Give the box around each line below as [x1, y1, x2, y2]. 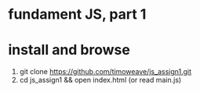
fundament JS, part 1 [8, 5, 147, 23]
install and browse [8, 41, 131, 59]
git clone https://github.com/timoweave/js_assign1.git [19, 67, 192, 76]
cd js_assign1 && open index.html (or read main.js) [19, 76, 182, 85]
